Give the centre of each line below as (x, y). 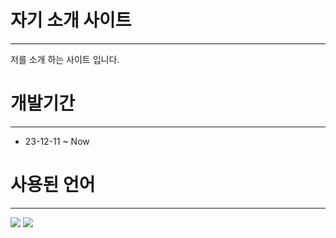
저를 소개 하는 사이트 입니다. (65, 59)
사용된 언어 (53, 185)
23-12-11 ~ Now (57, 141)
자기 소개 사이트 (71, 20)
